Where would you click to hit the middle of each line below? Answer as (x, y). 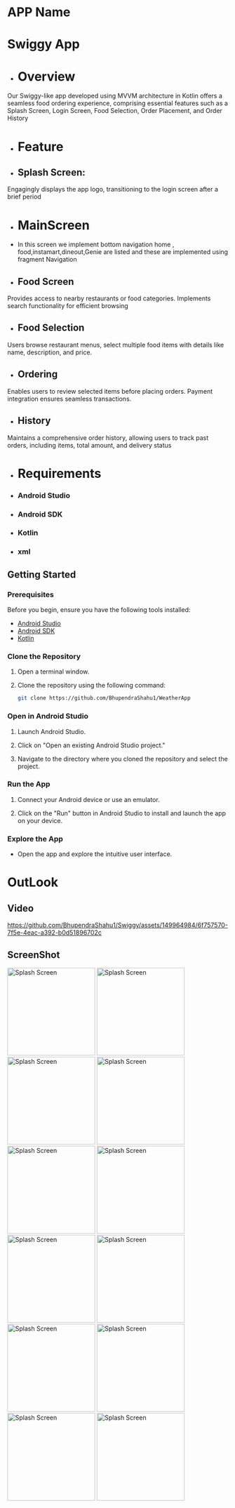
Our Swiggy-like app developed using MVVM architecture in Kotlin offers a (115, 96)
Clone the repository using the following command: (92, 686)
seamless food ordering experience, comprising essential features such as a (117, 103)
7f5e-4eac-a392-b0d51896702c (54, 933)
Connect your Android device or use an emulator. (88, 799)
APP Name (39, 12)
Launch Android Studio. (52, 731)
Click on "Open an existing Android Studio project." (91, 745)
